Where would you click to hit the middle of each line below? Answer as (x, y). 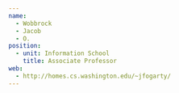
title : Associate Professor (70, 61)
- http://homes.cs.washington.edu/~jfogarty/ (94, 76)
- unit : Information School (63, 53)
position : (25, 46)
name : (17, 16)
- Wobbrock (34, 23)
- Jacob (29, 31)
